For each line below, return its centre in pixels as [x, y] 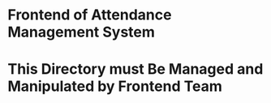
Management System [82, 32]
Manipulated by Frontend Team [115, 86]
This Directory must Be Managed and [135, 69]
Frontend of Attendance [90, 15]
